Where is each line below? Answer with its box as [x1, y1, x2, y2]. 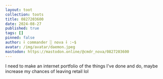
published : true [5, 26, 39, 31]
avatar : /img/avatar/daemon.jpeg [5, 44, 75, 49]
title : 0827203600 [5, 16, 44, 21]
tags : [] [5, 30, 24, 35]
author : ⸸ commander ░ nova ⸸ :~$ [5, 40, 76, 45]
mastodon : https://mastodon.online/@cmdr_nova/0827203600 [5, 49, 129, 54]
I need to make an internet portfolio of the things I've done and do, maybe [5, 63, 158, 69]
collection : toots [5, 12, 44, 17]
